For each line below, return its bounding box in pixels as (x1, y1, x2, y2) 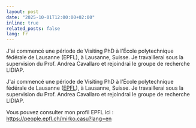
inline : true (6, 20, 39, 26)
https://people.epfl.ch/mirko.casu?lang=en (6, 115, 112, 123)
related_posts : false (6, 25, 61, 32)
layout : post (6, 8, 39, 15)
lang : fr (6, 31, 28, 37)
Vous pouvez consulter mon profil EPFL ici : (6, 109, 114, 116)
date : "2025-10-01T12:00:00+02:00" (6, 14, 95, 20)
